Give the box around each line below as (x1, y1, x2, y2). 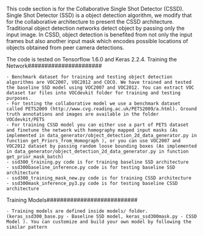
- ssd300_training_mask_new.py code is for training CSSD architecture (6, 175, 191, 181)
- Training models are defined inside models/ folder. (6, 208, 148, 214)
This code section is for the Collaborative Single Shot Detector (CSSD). (6, 5, 184, 12)
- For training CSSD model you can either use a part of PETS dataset (6, 122, 189, 128)
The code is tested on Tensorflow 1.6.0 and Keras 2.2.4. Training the (6, 56, 177, 63)
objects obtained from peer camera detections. (6, 44, 125, 51)
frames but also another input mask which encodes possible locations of (6, 38, 188, 44)
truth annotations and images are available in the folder (6, 111, 159, 117)
